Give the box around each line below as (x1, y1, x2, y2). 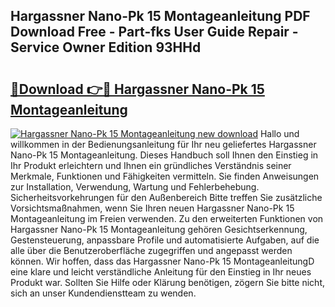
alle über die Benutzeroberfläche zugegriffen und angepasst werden (10, 245, 293, 256)
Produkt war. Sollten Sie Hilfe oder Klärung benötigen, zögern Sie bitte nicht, (10, 277, 325, 288)
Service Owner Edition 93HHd (10, 39, 202, 56)
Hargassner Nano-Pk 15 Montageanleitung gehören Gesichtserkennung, (10, 224, 308, 235)
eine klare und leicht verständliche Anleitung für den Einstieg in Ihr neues (10, 266, 312, 278)
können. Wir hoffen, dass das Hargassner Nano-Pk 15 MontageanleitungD (10, 255, 315, 267)
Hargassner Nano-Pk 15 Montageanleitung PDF (10, 8, 311, 25)
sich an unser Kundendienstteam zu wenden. (10, 287, 197, 299)
